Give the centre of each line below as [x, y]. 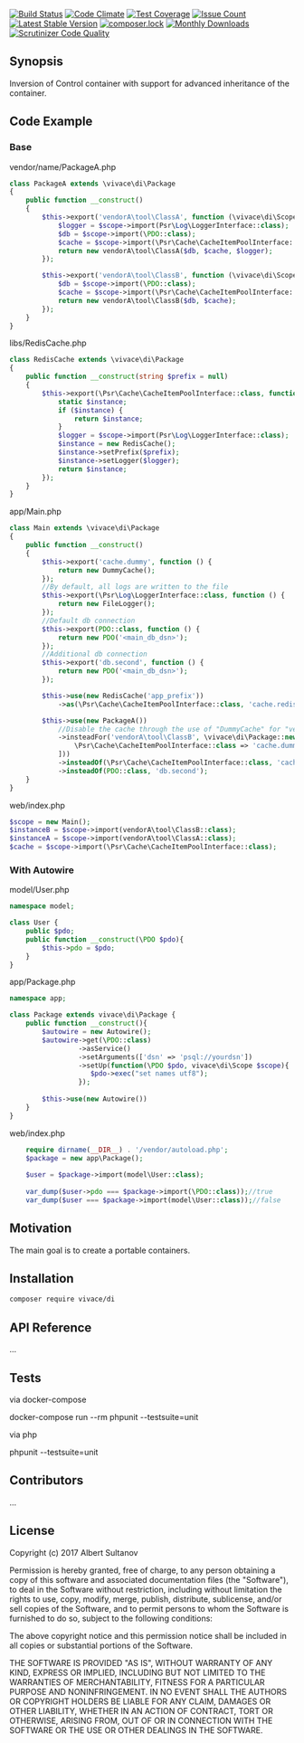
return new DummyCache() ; [106, 570]
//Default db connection [89, 620]
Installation [42, 1279]
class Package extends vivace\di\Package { [93, 1015]
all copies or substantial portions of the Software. [101, 1645]
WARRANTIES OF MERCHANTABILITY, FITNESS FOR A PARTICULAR [137, 1681]
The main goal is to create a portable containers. [100, 1250]
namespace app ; [38, 999]
